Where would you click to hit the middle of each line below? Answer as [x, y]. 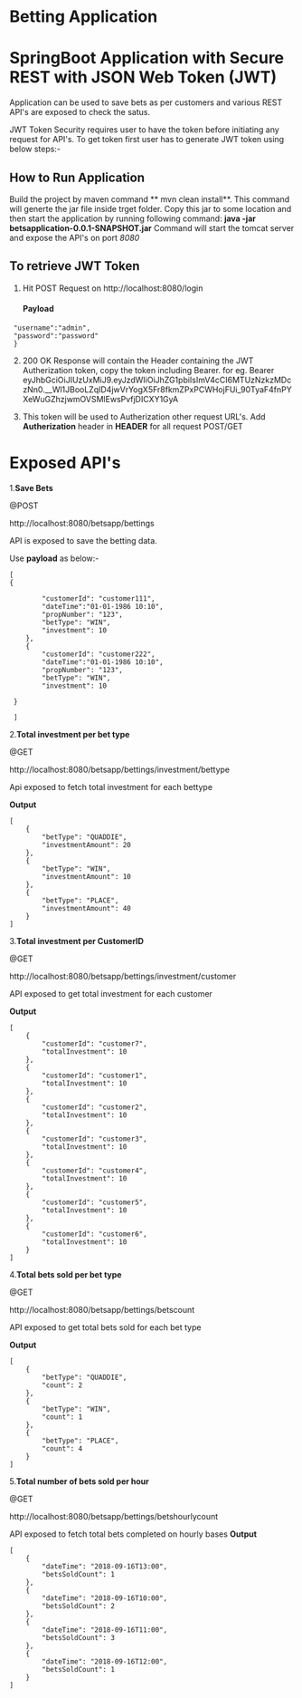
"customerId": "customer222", [99, 654]
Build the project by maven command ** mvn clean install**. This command [150, 199]
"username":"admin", [52, 328]
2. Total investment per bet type [70, 734]
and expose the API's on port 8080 [75, 237]
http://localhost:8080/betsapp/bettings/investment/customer [123, 976]
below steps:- [35, 149]
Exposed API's [65, 463]
